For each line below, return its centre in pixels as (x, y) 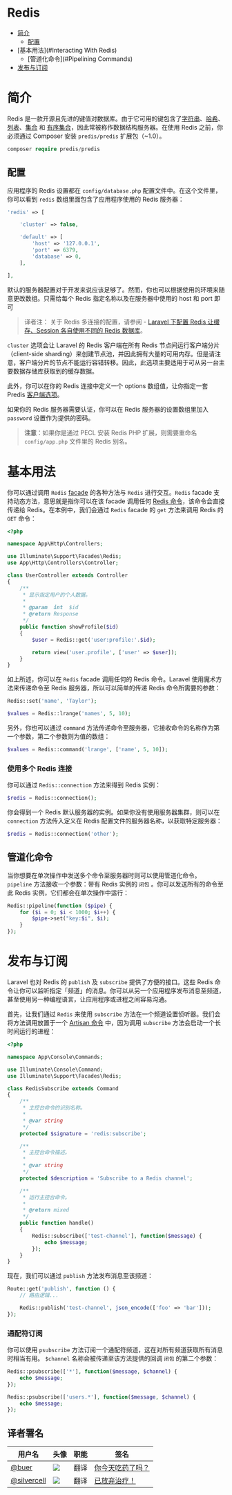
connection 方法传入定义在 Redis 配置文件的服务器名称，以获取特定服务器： (115, 821)
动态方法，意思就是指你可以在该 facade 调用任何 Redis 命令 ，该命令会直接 (119, 501)
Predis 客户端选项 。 (35, 394)
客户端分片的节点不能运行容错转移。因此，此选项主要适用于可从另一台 (119, 362)
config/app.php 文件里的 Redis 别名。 (77, 441)
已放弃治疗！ (115, 1481)
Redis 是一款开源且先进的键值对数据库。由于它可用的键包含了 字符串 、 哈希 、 (116, 119)
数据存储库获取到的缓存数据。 (55, 371)
